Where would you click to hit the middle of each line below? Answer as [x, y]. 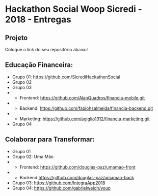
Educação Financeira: [39, 65]
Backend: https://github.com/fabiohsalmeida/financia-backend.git [86, 108]
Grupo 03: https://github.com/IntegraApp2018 [59, 183]
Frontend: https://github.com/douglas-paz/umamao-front [78, 167]
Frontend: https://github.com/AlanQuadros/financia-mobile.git [82, 98]
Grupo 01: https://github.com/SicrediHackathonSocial [66, 77]
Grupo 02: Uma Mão [33, 157]
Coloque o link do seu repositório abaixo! [47, 49]
